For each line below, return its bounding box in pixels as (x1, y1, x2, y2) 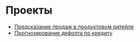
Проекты (5, 4, 53, 17)
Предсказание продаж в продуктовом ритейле (14, 23, 134, 30)
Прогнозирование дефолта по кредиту (14, 29, 113, 36)
